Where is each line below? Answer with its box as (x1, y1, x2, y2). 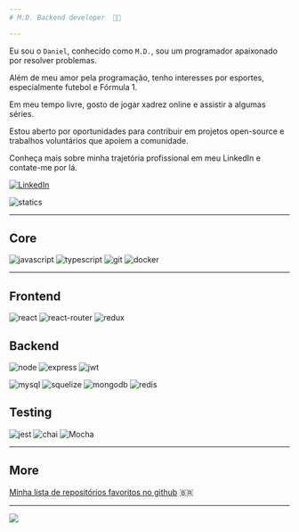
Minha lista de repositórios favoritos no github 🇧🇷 (9, 486, 194, 497)
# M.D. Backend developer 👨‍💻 (9, 12, 122, 22)
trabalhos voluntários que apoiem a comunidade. (9, 135, 189, 145)
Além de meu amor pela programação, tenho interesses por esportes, (9, 72, 265, 83)
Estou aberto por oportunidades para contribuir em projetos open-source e (9, 126, 285, 137)
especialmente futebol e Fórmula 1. (9, 81, 138, 92)
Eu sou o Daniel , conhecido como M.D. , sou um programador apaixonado (9, 46, 279, 56)
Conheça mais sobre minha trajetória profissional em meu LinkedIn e (9, 153, 261, 163)
